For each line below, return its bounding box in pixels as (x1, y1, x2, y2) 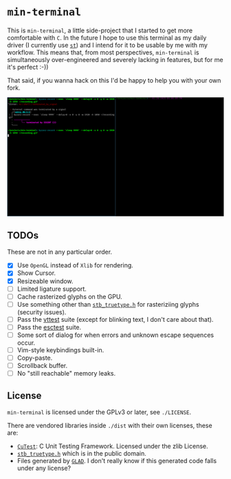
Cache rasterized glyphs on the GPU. (16, 292, 122, 300)
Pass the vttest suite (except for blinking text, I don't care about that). (16, 315, 214, 323)
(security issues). (16, 307, 67, 316)
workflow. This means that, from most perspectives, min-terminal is (7, 48, 199, 57)
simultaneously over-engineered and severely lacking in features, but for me (7, 55, 223, 63)
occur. (16, 338, 36, 347)
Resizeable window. (16, 276, 74, 285)
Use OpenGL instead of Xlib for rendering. (16, 261, 134, 269)
